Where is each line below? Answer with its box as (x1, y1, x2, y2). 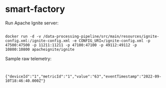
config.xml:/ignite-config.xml (5, 38, 70, 43)
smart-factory (5, 3, 65, 15)
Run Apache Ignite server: (5, 20, 59, 26)
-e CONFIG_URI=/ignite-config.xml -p (72, 38, 151, 43)
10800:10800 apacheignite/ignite (5, 47, 75, 52)
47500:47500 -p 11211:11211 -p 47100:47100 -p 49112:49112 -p (5, 42, 137, 48)
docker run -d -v (5, 34, 41, 39)
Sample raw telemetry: (5, 56, 52, 62)
